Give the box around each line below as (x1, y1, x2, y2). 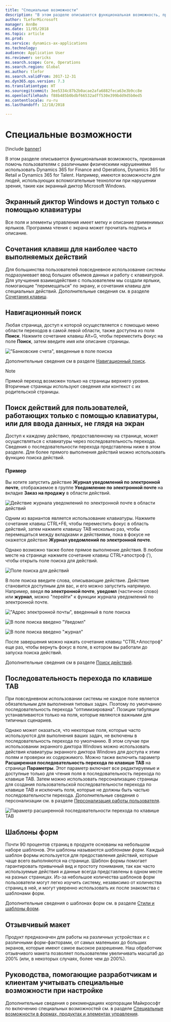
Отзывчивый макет (5, 920, 70, 929)
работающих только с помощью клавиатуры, (5, 411, 159, 420)
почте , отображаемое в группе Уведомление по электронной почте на (5, 484, 163, 490)
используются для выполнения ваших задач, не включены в (5, 732, 137, 739)
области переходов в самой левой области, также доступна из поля (5, 327, 155, 334)
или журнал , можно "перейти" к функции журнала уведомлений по (5, 593, 154, 600)
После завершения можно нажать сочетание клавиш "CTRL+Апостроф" (5, 638, 163, 645)
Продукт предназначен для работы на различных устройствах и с (5, 934, 150, 940)
